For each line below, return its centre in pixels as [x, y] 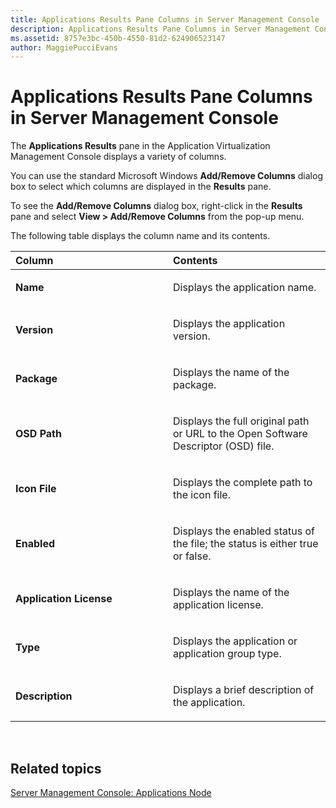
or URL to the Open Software [240, 434]
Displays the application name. [245, 288]
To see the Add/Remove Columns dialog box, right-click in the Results [156, 206]
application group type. [227, 654]
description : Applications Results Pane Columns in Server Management [160, 29]
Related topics [56, 768]
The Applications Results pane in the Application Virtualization [140, 146]
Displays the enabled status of [244, 531]
